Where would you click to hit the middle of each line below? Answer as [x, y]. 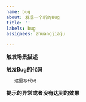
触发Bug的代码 [24, 70]
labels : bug [21, 28]
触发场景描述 [22, 57]
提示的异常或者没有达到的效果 [43, 93]
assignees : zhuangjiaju [36, 34]
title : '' [19, 23]
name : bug [19, 12]
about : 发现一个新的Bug [33, 17]
